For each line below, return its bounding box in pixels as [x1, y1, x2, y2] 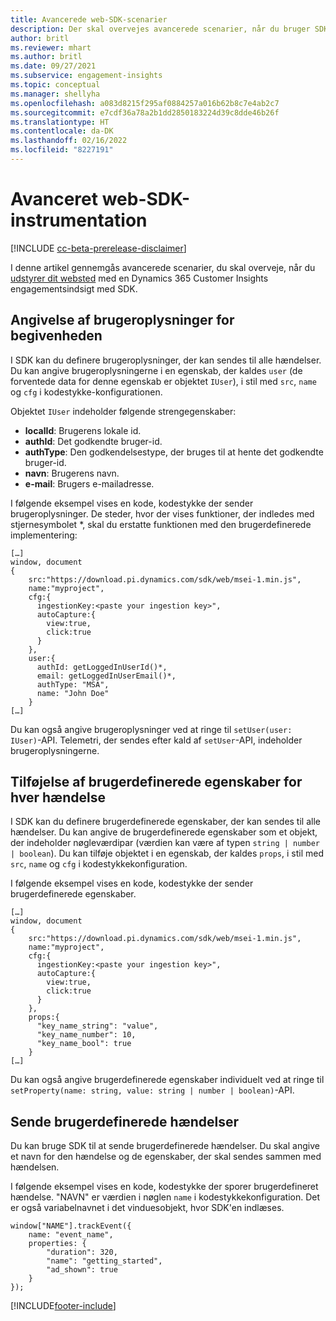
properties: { [28, 1239, 87, 1249]
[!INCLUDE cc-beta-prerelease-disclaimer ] [10, 242, 187, 254]
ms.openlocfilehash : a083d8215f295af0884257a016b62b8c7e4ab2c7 [10, 98, 280, 108]
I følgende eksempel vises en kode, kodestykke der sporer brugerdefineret [10, 1181, 319, 1193]
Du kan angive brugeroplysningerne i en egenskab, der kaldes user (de [10, 364, 303, 376]
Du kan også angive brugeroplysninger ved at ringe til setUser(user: [10, 723, 293, 735]
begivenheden [10, 327, 103, 345]
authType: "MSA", [36, 679, 110, 690]
